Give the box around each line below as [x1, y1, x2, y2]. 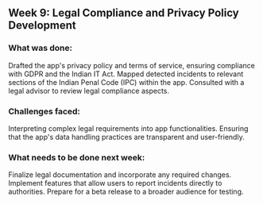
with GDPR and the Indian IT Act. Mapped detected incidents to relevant [8, 69, 244, 79]
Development [8, 19, 77, 33]
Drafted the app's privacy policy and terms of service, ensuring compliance [8, 60, 256, 70]
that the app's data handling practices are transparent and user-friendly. [8, 132, 245, 141]
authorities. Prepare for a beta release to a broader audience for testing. [8, 187, 244, 197]
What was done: [8, 43, 73, 54]
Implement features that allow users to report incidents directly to [8, 179, 222, 188]
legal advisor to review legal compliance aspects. [8, 86, 169, 95]
